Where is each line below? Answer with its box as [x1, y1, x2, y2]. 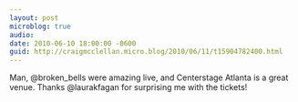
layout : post [9, 13, 59, 23]
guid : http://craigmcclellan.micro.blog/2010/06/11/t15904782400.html [9, 47, 283, 56]
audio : [9, 30, 35, 39]
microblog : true [9, 22, 71, 31]
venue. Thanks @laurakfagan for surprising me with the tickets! [9, 82, 248, 93]
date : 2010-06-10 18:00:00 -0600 [9, 38, 137, 48]
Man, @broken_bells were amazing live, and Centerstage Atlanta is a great [9, 72, 289, 83]
